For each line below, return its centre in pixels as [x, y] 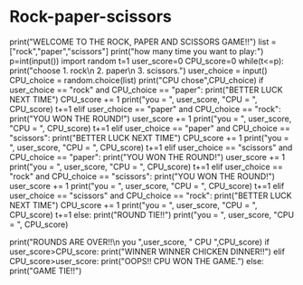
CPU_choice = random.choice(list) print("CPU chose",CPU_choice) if [137, 80]
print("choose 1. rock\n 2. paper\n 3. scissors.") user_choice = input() [139, 71]
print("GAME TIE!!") [46, 271]
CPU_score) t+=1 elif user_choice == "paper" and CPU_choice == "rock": [146, 109]
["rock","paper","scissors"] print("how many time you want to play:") [137, 51]
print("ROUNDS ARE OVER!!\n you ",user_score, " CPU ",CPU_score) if [139, 242]
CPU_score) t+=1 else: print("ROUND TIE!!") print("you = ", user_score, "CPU [152, 214]
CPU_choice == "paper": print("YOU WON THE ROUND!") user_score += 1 [147, 157]
